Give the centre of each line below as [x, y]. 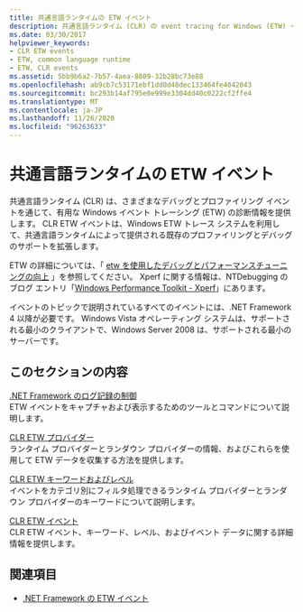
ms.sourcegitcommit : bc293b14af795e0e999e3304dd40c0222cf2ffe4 [131, 93]
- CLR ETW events [42, 51]
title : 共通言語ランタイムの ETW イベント [81, 18]
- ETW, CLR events [44, 69]
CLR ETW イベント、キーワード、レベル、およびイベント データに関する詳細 [151, 532]
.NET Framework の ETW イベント [85, 598]
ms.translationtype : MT [54, 102]
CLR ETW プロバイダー [52, 437]
